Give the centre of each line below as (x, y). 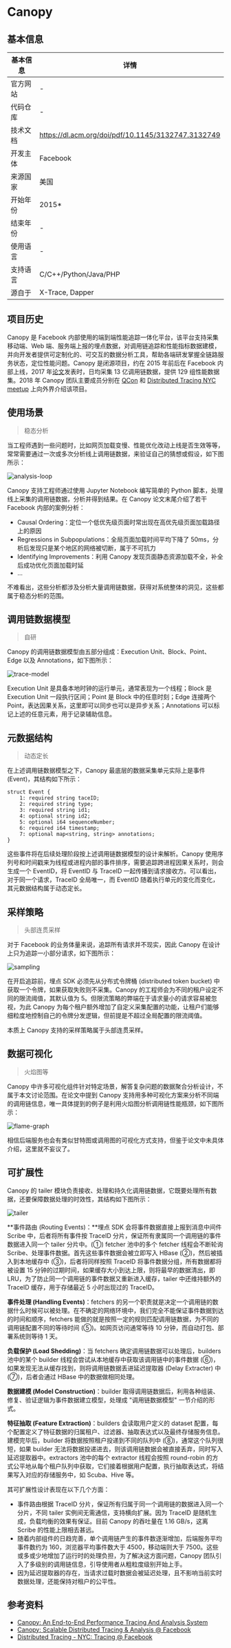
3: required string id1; (55, 810)
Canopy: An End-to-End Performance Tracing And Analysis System (112, 1622)
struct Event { (29, 792)
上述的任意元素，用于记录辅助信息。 (64, 714)
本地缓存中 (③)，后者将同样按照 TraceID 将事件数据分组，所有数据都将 (120, 1261)
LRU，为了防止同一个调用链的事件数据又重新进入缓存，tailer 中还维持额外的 (114, 1278)
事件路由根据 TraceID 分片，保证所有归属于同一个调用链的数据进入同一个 (120, 1503)
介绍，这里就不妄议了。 (40, 1148)
